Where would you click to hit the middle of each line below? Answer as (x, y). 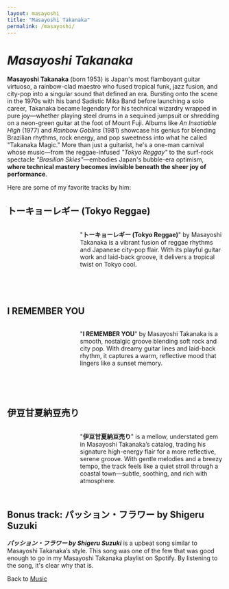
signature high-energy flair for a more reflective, (148, 452)
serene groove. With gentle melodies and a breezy (151, 458)
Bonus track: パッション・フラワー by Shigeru (106, 514)
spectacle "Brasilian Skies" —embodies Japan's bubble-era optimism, (106, 159)
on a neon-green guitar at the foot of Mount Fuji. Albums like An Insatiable (112, 123)
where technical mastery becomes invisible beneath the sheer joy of (107, 167)
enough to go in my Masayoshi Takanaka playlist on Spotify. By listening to (112, 558)
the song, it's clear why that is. (50, 566)
